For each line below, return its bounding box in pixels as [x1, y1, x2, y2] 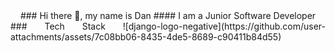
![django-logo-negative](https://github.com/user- [122, 20, 326, 32]
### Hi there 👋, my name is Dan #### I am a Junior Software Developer [19, 10, 317, 21]
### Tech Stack [10, 20, 106, 32]
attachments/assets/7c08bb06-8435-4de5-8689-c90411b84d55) [10, 31, 282, 43]
